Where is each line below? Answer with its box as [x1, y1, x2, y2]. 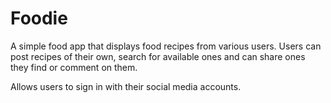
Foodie [10, 7, 68, 30]
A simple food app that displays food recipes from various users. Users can [10, 40, 322, 52]
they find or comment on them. [10, 61, 138, 73]
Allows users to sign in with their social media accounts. [10, 80, 242, 92]
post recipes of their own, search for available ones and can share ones [10, 50, 306, 62]
